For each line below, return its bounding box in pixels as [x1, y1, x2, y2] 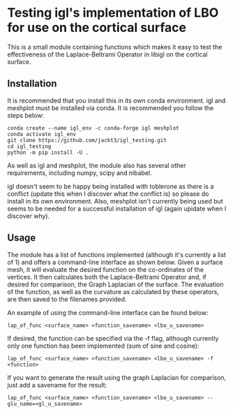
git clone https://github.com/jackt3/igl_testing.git [7, 137, 167, 144]
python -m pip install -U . [7, 148, 89, 156]
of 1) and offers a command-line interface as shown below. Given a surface [7, 258, 223, 266]
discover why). [7, 211, 50, 220]
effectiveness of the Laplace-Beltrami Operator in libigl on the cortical [7, 50, 208, 59]
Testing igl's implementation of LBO [7, 5, 219, 21]
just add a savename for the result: [7, 381, 107, 389]
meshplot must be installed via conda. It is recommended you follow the [7, 103, 214, 112]
